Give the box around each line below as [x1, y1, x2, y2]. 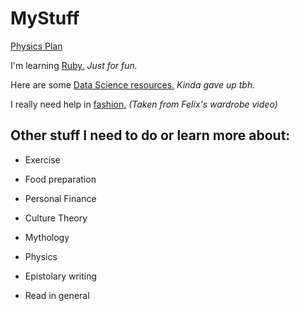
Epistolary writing [24, 270, 98, 282]
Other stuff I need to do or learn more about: [10, 127, 291, 144]
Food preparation [24, 173, 97, 185]
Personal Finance [24, 192, 97, 204]
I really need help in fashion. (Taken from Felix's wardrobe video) [10, 98, 278, 110]
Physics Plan [10, 40, 63, 52]
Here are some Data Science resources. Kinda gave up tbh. [10, 78, 256, 91]
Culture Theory [24, 212, 88, 224]
